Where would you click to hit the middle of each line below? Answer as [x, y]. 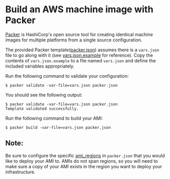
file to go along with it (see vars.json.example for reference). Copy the [79, 55]
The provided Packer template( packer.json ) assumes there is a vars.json [82, 50]
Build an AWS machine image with [79, 9]
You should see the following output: [44, 95]
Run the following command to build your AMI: [54, 118]
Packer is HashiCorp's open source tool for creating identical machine [79, 34]
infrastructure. [20, 172]
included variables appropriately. [40, 66]
